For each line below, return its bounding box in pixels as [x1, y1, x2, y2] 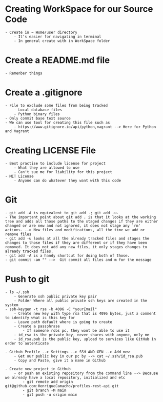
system [5, 302, 19, 307]
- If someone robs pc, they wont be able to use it [22, 328, 130, 333]
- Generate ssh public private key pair [14, 294, 97, 299]
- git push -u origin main [22, 392, 78, 397]
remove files [5, 232, 32, 237]
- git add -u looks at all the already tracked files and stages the [5, 236, 150, 241]
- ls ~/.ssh [5, 289, 29, 295]
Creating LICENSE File [5, 145, 96, 156]
